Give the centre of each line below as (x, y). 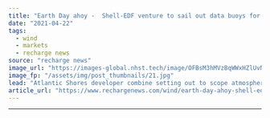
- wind (27, 38)
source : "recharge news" (50, 61)
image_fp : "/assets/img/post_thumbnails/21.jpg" (91, 75)
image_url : (27, 68)
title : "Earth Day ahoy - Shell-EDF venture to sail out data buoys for (135, 16)
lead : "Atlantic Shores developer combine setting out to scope (118, 83)
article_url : (30, 90)
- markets (32, 46)
